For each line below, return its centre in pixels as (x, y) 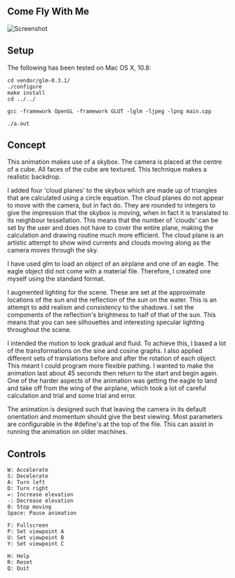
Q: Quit (19, 569)
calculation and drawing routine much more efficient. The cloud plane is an (115, 236)
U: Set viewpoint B (36, 538)
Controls (27, 454)
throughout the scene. (39, 330)
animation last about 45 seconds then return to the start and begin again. (113, 373)
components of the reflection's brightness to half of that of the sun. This (112, 315)
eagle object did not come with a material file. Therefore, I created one (109, 271)
